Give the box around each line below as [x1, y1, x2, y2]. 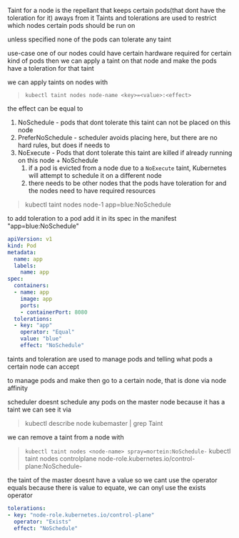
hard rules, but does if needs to [17, 141, 111, 149]
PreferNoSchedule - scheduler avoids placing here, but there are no [17, 134, 218, 141]
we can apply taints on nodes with [7, 78, 108, 86]
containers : [14, 282, 50, 289]
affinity [7, 384, 29, 392]
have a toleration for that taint [7, 64, 94, 72]
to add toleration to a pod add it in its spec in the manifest [7, 214, 177, 222]
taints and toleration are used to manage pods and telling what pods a [7, 354, 213, 363]
